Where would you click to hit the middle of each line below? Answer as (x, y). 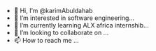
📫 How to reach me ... (46, 40)
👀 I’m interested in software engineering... (74, 18)
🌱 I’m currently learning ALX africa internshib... (81, 25)
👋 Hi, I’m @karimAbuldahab (53, 11)
